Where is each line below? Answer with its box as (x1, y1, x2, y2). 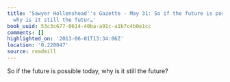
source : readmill (7, 49, 57, 55)
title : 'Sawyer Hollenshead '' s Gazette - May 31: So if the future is (7, 10, 213, 17)
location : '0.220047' (7, 42, 69, 49)
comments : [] (7, 29, 44, 36)
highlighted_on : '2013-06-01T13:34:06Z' (7, 36, 125, 42)
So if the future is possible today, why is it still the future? (7, 66, 169, 75)
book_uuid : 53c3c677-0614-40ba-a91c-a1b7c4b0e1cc (7, 23, 152, 29)
